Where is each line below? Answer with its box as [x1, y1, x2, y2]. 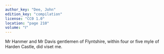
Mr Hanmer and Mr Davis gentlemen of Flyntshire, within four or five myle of [5, 38, 160, 44]
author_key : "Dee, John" [5, 7, 56, 12]
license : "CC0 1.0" [5, 16, 45, 21]
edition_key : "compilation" [5, 12, 63, 17]
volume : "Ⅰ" [5, 25, 28, 30]
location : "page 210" [5, 20, 50, 26]
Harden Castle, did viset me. [5, 44, 63, 50]
